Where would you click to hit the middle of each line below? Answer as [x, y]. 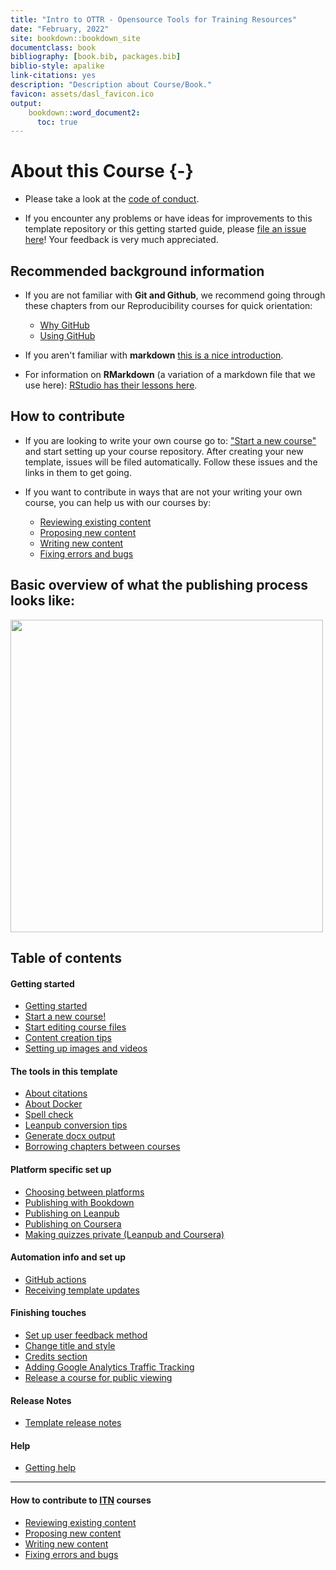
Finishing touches [48, 1313]
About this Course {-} [102, 171]
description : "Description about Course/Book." [111, 85]
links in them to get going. [78, 472]
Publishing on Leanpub [72, 1213]
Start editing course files [75, 1027]
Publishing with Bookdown [79, 1202]
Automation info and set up [68, 1257]
